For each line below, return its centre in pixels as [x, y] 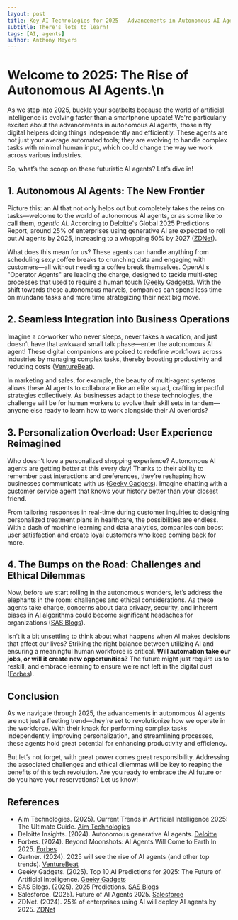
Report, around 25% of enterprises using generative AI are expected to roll [116, 230]
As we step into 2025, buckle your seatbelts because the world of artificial [116, 110]
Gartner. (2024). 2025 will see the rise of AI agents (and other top [113, 856]
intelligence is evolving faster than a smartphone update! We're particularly [117, 118]
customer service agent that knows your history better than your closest [113, 491]
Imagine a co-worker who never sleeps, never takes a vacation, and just [112, 336]
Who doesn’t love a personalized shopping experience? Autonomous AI [112, 460]
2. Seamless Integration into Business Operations [119, 319]
